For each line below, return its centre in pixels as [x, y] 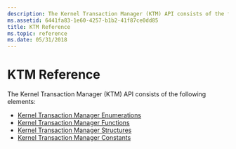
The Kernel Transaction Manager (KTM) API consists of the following [107, 94]
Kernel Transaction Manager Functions [73, 123]
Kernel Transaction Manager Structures [74, 130]
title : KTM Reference [39, 27]
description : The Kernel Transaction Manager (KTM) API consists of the [116, 14]
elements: [22, 102]
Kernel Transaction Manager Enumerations [79, 115]
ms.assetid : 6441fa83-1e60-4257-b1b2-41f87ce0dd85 [83, 20]
